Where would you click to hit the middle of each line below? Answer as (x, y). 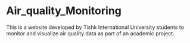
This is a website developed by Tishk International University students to (95, 27)
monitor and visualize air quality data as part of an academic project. (90, 33)
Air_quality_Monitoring (64, 11)
